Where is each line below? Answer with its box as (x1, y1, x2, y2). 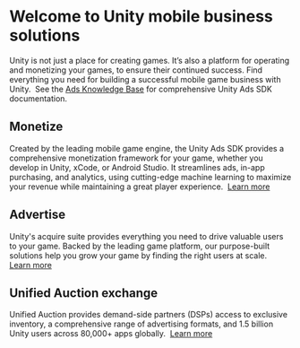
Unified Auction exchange (9, 285, 159, 300)
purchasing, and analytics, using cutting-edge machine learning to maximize (9, 171, 292, 182)
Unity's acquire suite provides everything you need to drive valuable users (9, 231, 284, 241)
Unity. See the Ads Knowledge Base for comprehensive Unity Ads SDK (9, 83, 273, 94)
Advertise (9, 207, 65, 222)
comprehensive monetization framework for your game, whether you (9, 152, 264, 163)
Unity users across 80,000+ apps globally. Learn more (9, 328, 213, 339)
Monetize (9, 119, 64, 135)
